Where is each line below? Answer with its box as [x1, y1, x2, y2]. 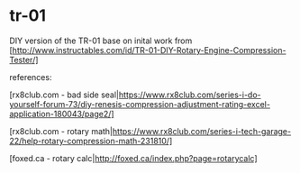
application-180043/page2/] [9, 108, 114, 119]
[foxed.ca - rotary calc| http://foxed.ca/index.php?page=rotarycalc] [9, 152, 259, 163]
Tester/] [9, 54, 39, 65]
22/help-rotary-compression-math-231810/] [9, 135, 173, 146]
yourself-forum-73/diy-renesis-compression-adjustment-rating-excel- [9, 98, 270, 109]
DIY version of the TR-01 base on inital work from [9, 35, 193, 46]
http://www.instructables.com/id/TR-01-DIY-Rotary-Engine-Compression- [12, 44, 286, 55]
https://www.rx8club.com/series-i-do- [118, 89, 261, 100]
